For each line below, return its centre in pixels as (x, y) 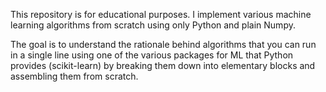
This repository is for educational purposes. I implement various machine (161, 14)
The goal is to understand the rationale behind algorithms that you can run (163, 44)
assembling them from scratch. (74, 76)
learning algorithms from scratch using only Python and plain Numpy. (153, 25)
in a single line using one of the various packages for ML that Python (152, 55)
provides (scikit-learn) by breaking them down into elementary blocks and (163, 65)
